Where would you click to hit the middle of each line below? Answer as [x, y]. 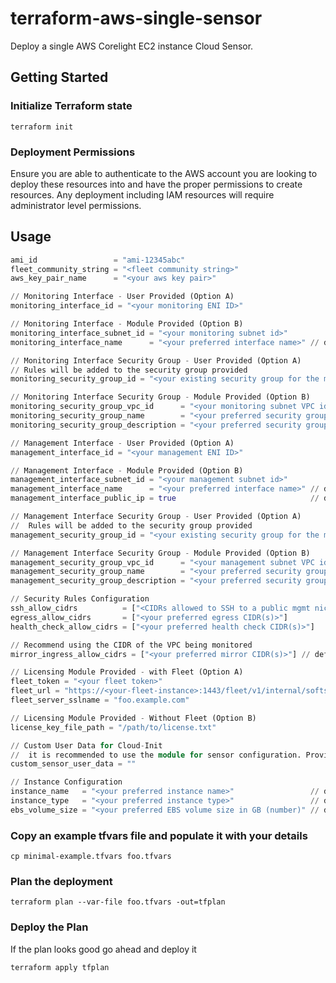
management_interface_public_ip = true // [165, 498]
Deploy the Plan [49, 927]
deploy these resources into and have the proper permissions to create [156, 184]
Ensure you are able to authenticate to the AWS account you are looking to [164, 173]
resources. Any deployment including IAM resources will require [142, 194]
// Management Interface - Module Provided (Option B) [127, 470]
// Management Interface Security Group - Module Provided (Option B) [160, 553]
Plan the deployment [61, 882]
